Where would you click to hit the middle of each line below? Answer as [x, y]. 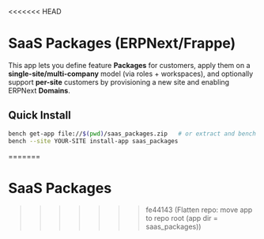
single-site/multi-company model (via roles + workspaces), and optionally [131, 74]
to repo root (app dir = [182, 218]
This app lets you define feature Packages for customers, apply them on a [129, 65]
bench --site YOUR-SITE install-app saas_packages [93, 141]
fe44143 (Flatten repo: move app [199, 210]
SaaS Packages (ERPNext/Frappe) [122, 44]
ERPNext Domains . [40, 90]
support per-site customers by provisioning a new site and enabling [119, 82]
